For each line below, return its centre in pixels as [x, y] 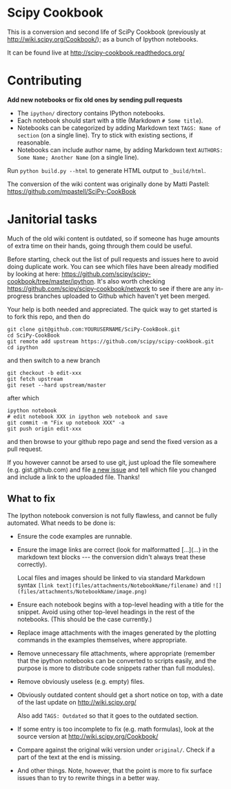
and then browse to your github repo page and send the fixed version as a [112, 441]
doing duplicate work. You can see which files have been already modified [113, 266]
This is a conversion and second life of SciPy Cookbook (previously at [107, 32]
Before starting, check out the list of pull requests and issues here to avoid [113, 259]
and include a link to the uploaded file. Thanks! [73, 477]
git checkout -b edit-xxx [44, 373]
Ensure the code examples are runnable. [74, 536]
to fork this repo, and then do [49, 317]
